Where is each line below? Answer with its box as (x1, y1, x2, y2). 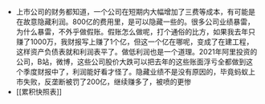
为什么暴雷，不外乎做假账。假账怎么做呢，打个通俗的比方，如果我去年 (15, 27, 249, 36)
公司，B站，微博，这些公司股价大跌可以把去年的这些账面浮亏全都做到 (15, 57, 247, 66)
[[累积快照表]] (15, 87, 63, 96)
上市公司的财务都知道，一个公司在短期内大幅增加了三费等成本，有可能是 (15, 7, 255, 16)
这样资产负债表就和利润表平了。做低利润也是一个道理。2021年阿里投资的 (15, 47, 258, 56)
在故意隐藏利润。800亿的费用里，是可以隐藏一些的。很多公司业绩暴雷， (15, 17, 255, 26)
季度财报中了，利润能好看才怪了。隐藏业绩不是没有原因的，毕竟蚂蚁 (22, 67, 249, 76)
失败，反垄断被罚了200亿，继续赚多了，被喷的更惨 (22, 77, 191, 86)
